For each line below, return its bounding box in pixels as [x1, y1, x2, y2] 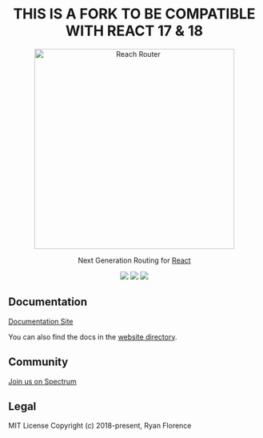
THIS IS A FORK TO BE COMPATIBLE [13, 5, 256, 23]
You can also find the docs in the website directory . [8, 332, 177, 341]
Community [8, 356, 69, 369]
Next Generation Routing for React [78, 255, 191, 265]
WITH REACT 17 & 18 [65, 22, 204, 40]
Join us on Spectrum [8, 376, 78, 386]
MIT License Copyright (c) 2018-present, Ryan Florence [8, 421, 192, 431]
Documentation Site [8, 316, 74, 326]
